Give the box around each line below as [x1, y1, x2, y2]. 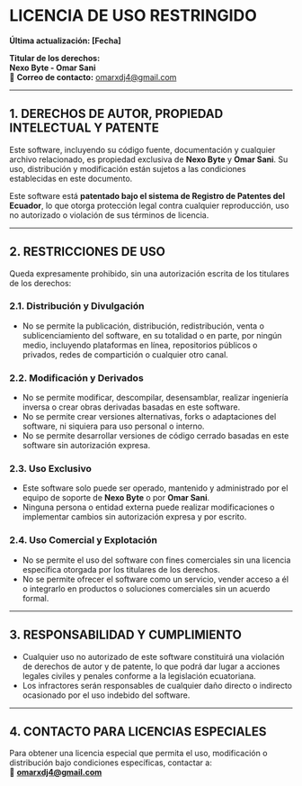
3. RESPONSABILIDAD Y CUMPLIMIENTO [9, 628, 243, 643]
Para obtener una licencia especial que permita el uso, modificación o [9, 748, 268, 759]
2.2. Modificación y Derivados [9, 371, 144, 384]
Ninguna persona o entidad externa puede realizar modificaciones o [22, 501, 276, 513]
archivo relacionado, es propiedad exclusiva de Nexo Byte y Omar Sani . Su [9, 154, 289, 165]
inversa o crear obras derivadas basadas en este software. [22, 402, 241, 412]
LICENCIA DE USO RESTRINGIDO [9, 5, 258, 26]
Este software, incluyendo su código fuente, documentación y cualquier [9, 144, 276, 155]
